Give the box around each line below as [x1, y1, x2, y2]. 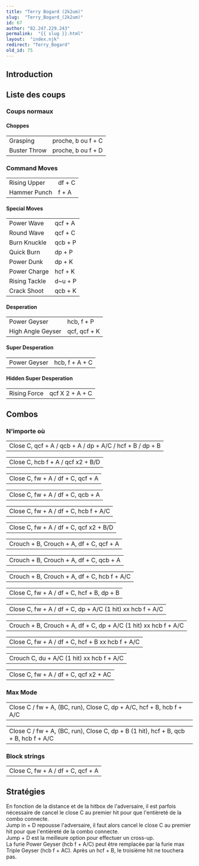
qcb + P [54, 238, 76, 247]
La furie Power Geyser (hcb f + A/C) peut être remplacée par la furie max [6, 840, 185, 848]
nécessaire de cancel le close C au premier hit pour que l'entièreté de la [6, 809, 182, 816]
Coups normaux [6, 108, 53, 116]
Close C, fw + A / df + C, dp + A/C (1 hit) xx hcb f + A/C [9, 605, 163, 613]
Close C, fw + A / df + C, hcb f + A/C [9, 507, 111, 515]
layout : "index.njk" [6, 36, 60, 42]
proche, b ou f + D [52, 146, 103, 155]
